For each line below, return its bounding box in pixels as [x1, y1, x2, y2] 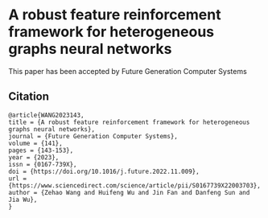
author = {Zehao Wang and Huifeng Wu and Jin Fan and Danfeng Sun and [8, 188, 250, 196]
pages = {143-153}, [8, 146, 74, 154]
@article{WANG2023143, [8, 111, 85, 119]
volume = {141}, [8, 139, 63, 147]
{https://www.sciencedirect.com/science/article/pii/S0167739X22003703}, [8, 181, 262, 190]
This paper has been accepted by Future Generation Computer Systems [8, 66, 247, 76]
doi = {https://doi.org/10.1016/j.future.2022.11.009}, [8, 167, 200, 175]
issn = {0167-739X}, [8, 160, 78, 168]
